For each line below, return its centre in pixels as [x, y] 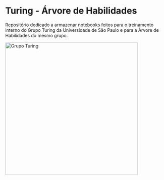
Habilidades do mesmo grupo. [37, 35]
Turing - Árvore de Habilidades [71, 11]
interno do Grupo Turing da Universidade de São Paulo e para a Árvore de [82, 30]
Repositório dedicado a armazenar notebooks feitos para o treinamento [79, 25]
